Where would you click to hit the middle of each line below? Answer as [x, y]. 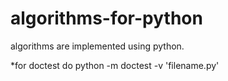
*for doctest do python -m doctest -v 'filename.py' [115, 65]
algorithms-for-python [106, 18]
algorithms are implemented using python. [97, 46]
